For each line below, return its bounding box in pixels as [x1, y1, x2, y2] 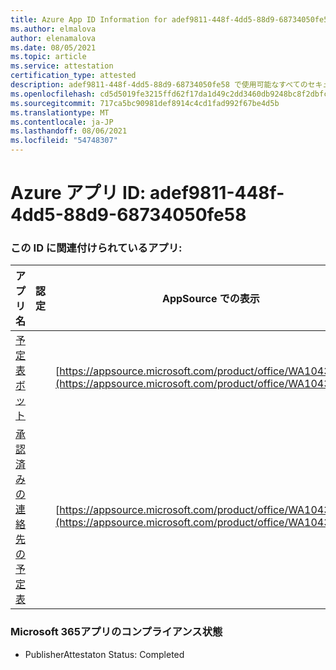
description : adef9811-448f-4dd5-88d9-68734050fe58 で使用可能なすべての [10, 80, 308, 90]
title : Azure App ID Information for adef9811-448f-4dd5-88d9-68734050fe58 [10, 14, 333, 25]
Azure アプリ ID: [10, 182, 147, 205]
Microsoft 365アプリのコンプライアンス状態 [10, 625, 223, 639]
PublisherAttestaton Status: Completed [24, 648, 185, 660]
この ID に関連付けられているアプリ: [10, 241, 183, 255]
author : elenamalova [10, 33, 97, 43]
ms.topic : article [10, 52, 87, 62]
